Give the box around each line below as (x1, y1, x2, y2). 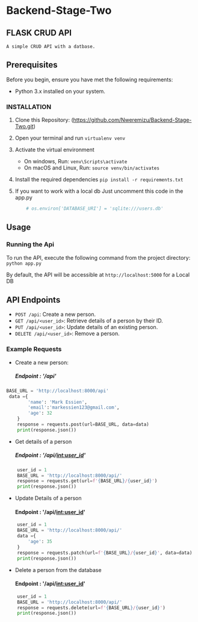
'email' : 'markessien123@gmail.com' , (28, 404, 120, 410)
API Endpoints (6, 295, 61, 305)
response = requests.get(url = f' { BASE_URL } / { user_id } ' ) (17, 478, 158, 484)
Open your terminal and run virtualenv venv (14, 134, 125, 142)
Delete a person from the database (14, 566, 102, 573)
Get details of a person (14, 438, 72, 445)
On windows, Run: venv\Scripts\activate (23, 158, 128, 165)
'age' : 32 (28, 410, 52, 416)
